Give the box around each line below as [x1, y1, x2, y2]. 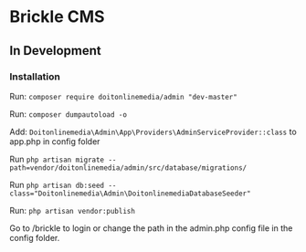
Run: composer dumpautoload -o [9, 108, 128, 120]
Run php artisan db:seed [9, 179, 105, 190]
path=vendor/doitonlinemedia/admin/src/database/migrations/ [9, 163, 248, 173]
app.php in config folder [9, 135, 100, 147]
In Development [9, 43, 102, 58]
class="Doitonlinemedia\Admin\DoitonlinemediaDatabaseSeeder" [9, 189, 251, 198]
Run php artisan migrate [9, 153, 105, 164]
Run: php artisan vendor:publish [9, 205, 135, 215]
